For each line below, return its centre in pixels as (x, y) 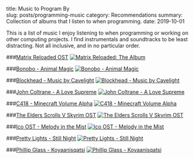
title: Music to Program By (38, 9)
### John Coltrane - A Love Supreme (51, 92)
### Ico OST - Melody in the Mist (46, 127)
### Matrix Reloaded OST (37, 57)
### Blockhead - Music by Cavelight (50, 80)
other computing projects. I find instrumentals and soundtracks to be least (97, 39)
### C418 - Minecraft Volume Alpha (50, 103)
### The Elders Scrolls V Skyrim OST (51, 115)
